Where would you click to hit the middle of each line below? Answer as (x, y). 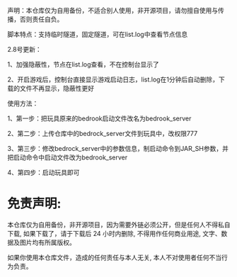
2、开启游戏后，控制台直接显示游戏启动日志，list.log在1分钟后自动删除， (113, 79)
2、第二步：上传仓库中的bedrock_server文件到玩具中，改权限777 (103, 134)
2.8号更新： (24, 49)
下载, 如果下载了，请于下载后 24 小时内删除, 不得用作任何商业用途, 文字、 (114, 233)
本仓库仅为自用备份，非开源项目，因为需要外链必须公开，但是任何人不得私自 (119, 225)
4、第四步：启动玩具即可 (44, 173)
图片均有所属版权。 (47, 242)
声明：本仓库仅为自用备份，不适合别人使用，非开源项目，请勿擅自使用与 (112, 10)
